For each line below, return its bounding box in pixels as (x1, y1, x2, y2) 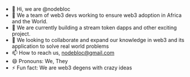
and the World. (11, 18, 48, 24)
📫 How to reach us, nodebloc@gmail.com (11, 50, 115, 56)
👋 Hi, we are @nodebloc (11, 6, 71, 12)
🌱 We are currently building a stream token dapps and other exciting (11, 24, 177, 31)
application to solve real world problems (11, 43, 109, 50)
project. (11, 30, 31, 37)
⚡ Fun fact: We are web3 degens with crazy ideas (11, 64, 132, 71)
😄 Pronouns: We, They (11, 58, 68, 64)
